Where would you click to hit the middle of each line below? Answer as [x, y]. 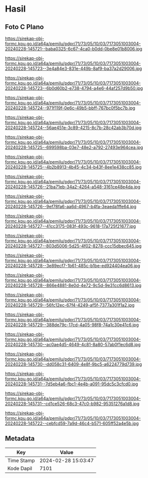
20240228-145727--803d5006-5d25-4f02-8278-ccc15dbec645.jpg [73, 246]
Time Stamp [21, 461]
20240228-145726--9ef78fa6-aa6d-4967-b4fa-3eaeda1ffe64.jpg [71, 206]
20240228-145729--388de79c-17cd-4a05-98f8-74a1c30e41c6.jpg [72, 325]
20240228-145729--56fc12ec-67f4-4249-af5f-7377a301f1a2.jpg [70, 305]
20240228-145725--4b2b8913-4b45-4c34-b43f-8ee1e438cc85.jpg [73, 167]
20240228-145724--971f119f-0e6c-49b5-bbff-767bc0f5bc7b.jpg [70, 108]
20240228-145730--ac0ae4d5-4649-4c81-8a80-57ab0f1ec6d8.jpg [73, 345]
